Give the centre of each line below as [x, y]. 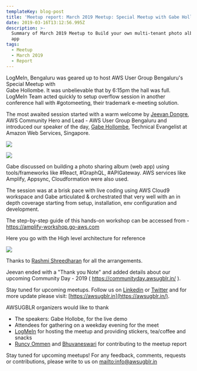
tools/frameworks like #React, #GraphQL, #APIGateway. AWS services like [96, 173]
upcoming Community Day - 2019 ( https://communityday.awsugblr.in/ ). [94, 278]
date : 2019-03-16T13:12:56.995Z [45, 22]
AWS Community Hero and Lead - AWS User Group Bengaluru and [86, 120]
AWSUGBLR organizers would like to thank [57, 307]
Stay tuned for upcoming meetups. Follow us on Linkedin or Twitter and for [96, 290]
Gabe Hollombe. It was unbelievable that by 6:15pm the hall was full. [89, 90]
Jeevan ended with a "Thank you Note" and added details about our [88, 272]
